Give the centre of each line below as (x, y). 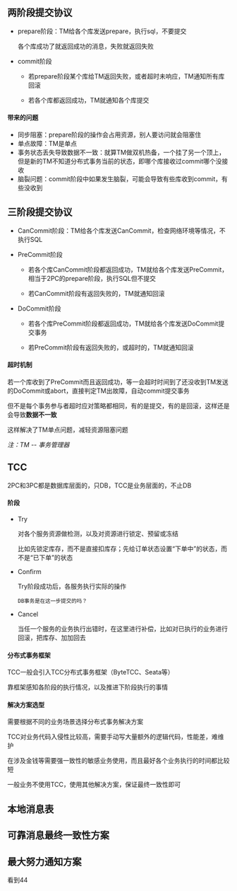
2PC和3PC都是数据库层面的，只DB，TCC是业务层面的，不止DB (99, 485)
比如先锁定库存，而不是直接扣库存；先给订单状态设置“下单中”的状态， (119, 549)
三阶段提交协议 (40, 212)
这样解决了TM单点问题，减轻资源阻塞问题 (68, 430)
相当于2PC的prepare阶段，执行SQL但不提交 (92, 278)
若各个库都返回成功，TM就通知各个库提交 (89, 100)
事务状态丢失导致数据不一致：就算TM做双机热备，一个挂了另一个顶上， (121, 153)
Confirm (30, 572)
